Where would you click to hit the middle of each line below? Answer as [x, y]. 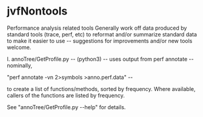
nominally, [20, 65]
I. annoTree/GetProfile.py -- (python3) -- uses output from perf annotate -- [100, 59]
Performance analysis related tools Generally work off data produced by [97, 28]
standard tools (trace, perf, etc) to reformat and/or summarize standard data [102, 34]
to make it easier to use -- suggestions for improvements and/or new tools [100, 41]
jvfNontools [37, 11]
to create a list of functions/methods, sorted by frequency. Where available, [101, 89]
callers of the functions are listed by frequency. [66, 95]
